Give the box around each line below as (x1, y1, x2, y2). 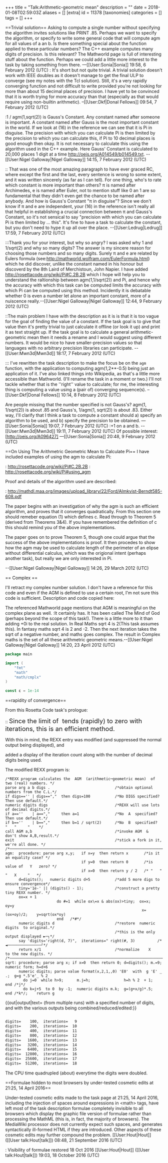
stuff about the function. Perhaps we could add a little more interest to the (5, 57, 157, 62)
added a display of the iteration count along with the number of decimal (5, 752, 152, 758)
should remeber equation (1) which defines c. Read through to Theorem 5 (5, 514, 156, 520)
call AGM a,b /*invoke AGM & (5, 829, 149, 834)
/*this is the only (114, 930, 155, 935)
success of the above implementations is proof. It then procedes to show (5, 540, 155, 545)
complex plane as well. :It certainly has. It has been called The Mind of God (5, 610, 160, 616)
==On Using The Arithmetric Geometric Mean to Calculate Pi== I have (5, 449, 149, 454)
